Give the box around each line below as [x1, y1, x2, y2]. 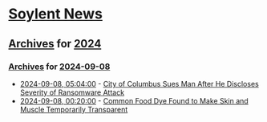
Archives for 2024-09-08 [8, 61, 111, 72]
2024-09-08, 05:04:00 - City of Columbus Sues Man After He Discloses [19, 79, 259, 88]
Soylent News [8, 5, 103, 23]
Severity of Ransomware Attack [19, 87, 125, 97]
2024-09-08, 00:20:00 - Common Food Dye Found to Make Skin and [19, 96, 249, 105]
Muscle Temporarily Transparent [19, 104, 128, 114]
